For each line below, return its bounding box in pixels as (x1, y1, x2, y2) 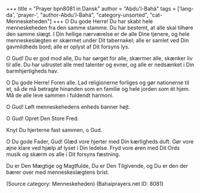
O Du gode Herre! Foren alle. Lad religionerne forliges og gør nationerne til (6, 79, 189, 86)
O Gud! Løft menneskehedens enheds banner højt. (6, 103, 131, 110)
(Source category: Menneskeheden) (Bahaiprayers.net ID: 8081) (6, 180, 164, 187)
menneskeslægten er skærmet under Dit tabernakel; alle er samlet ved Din (6, 37, 189, 44)
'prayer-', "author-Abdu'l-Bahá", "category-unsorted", (16, 11, 149, 19)
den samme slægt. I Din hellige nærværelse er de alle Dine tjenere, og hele (6, 30, 190, 38)
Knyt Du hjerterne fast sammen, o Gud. (6, 127, 103, 133)
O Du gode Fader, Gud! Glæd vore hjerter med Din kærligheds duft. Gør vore (6, 138, 194, 145)
